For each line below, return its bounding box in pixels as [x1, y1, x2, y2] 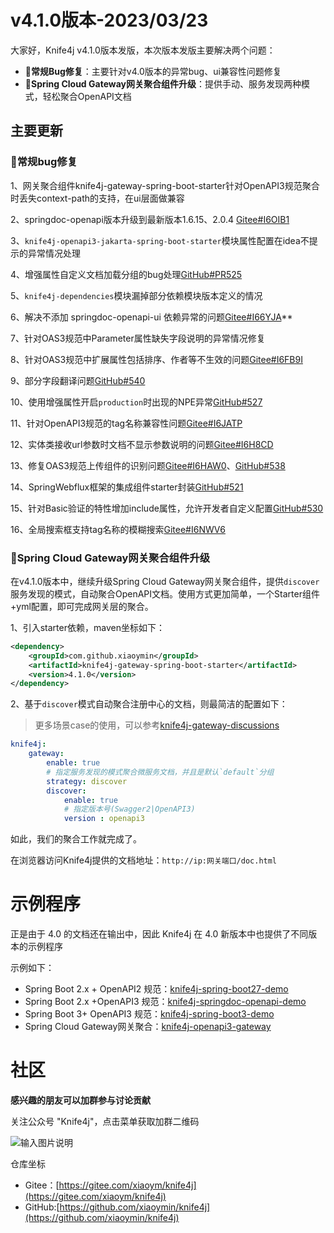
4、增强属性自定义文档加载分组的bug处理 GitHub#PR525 [10, 268, 243, 280]
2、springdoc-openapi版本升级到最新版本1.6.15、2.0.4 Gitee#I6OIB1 [10, 213, 290, 225]
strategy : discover [46, 776, 128, 786]
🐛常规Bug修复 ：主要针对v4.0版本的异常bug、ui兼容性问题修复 [24, 65, 282, 77]
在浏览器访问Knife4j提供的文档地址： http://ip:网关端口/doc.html [10, 854, 278, 866]
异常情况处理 [27, 247, 81, 259]
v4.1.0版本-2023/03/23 [10, 9, 209, 32]
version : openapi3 [63, 814, 145, 824]
